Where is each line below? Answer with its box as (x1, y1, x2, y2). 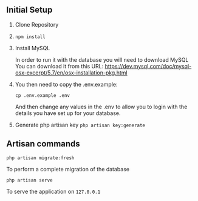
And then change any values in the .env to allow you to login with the (15, 103, 188, 110)
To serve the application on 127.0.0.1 (6, 188, 101, 195)
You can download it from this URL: (15, 62, 104, 70)
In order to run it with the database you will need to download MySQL (15, 56, 189, 63)
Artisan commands (6, 139, 80, 149)
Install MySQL (15, 44, 50, 51)
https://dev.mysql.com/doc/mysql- (104, 62, 192, 70)
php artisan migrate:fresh (6, 154, 75, 161)
